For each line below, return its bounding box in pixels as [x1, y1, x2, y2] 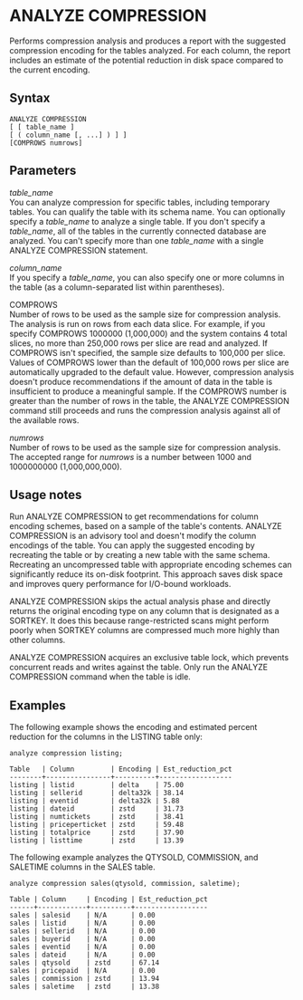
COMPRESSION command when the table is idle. [9, 671, 192, 682]
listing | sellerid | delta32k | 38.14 [9, 789, 184, 798]
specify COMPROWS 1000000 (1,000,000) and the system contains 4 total [9, 328, 288, 339]
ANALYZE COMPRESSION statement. [9, 245, 148, 255]
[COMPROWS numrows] [9, 138, 83, 148]
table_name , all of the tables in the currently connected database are [9, 226, 267, 236]
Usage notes [9, 486, 82, 503]
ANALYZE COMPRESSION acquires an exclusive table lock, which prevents [9, 652, 289, 663]
